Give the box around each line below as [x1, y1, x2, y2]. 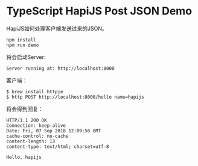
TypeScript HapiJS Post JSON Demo [6, 4, 192, 18]
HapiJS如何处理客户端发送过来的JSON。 [6, 25, 107, 32]
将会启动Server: [6, 53, 46, 61]
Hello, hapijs [6, 154, 42, 160]
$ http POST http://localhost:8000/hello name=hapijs [6, 94, 145, 100]
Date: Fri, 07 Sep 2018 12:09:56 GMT [6, 128, 101, 134]
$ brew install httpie [6, 88, 63, 94]
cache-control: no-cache [6, 133, 69, 139]
